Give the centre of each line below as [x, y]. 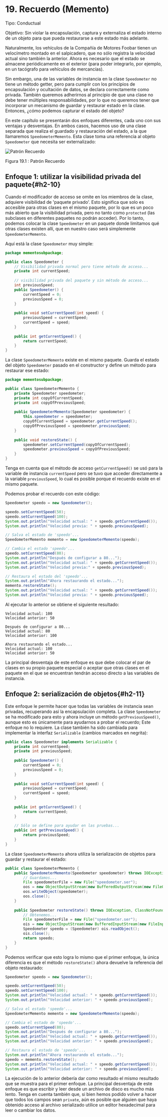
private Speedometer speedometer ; [50, 393]
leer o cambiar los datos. [31, 1110]
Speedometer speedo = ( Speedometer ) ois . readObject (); [81, 929]
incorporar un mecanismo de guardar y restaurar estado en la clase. [75, 105]
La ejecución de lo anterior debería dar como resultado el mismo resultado [82, 1078]
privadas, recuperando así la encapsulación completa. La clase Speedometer [83, 711]
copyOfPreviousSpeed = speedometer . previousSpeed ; [77, 426]
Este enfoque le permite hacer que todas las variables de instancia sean [79, 706]
